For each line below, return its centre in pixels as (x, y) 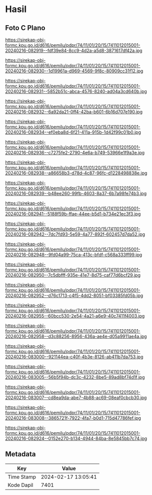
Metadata (20, 454)
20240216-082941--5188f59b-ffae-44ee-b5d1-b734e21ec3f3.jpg (73, 214)
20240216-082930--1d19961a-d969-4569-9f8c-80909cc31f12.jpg (74, 71)
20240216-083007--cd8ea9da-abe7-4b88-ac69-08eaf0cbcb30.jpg (76, 398)
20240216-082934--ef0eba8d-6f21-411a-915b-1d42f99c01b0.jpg (73, 132)
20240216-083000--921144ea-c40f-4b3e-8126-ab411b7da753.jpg (74, 357)
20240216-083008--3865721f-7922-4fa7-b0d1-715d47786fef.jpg (73, 418)
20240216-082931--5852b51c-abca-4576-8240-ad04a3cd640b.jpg (76, 91)
